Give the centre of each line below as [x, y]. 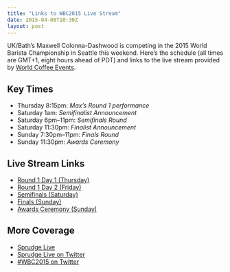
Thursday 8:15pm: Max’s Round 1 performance [83, 106]
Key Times [30, 89]
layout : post [26, 26]
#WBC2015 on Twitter [48, 262]
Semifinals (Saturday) [48, 195]
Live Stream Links [46, 163]
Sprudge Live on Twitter [51, 254]
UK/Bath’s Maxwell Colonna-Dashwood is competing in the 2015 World [107, 46]
